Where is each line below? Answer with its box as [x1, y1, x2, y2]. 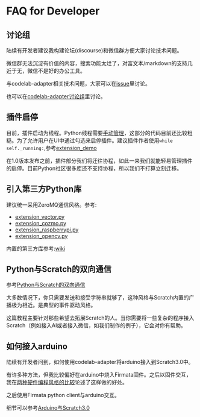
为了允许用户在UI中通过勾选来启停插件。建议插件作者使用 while [16, 137, 173, 144]
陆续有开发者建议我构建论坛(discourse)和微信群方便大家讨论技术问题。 [6, 47, 183, 54]
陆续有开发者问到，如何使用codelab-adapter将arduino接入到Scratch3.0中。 [6, 359, 194, 366]
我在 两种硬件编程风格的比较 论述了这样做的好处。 [6, 378, 128, 386]
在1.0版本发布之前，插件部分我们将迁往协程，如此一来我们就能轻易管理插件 [6, 157, 193, 164]
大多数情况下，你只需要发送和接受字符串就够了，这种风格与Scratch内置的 [6, 294, 189, 301]
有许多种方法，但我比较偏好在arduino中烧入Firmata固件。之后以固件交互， [6, 371, 192, 378]
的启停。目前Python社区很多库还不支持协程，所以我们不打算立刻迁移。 [6, 165, 183, 172]
